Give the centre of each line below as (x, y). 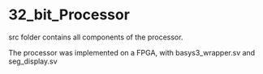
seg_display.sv (33, 61)
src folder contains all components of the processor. (96, 37)
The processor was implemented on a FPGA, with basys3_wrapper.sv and (132, 52)
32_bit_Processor (69, 15)
